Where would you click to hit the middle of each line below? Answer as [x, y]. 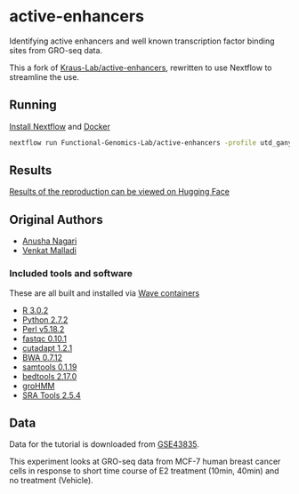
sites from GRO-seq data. [56, 50]
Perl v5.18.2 [43, 329]
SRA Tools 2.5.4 [52, 395]
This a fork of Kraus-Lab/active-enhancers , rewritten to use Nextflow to [141, 68]
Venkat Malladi [49, 251]
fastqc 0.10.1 [44, 339]
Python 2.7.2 [45, 319]
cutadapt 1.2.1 [47, 347]
